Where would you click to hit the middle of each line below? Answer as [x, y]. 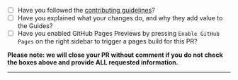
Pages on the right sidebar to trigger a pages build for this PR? [107, 41]
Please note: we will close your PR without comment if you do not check [115, 55]
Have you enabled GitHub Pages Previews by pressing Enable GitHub [118, 34]
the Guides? [35, 26]
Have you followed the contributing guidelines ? [86, 10]
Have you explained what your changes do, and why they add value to [120, 18]
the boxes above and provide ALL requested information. [93, 62]
